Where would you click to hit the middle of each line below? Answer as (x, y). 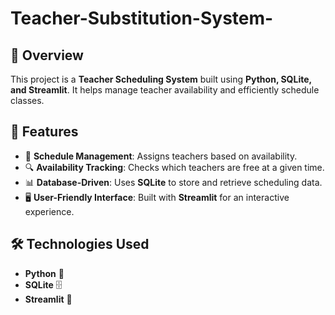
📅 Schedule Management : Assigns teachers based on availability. (161, 156)
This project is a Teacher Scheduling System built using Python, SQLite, (161, 79)
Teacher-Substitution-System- (142, 18)
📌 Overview (47, 55)
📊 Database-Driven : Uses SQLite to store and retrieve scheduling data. (173, 182)
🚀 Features (44, 132)
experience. (49, 211)
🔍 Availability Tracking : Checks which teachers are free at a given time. (174, 167)
